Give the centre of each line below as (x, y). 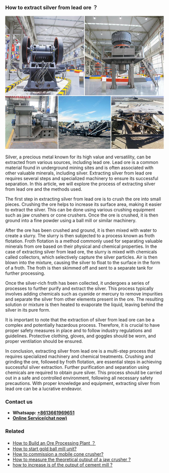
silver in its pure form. (28, 310)
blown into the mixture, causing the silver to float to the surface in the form (83, 262)
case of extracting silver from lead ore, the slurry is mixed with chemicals (81, 251)
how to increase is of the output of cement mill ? (62, 465)
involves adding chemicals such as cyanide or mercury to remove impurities (84, 293)
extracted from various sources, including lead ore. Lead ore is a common (82, 162)
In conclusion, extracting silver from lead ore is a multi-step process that (80, 351)
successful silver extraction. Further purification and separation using (77, 367)
